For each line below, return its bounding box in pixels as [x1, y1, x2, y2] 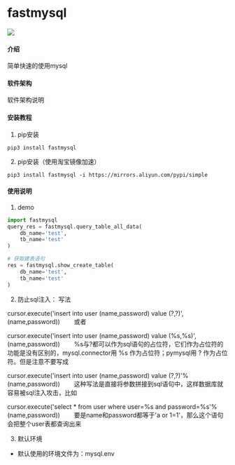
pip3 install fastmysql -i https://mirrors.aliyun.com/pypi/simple [7, 171, 208, 178]
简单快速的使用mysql [7, 62, 68, 70]
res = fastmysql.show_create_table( [7, 262, 114, 269]
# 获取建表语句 [7, 255, 45, 262]
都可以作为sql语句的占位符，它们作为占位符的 [92, 339, 224, 348]
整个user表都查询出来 [19, 419, 82, 428]
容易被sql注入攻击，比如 [7, 388, 78, 397]
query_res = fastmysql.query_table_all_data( [7, 223, 142, 230]
